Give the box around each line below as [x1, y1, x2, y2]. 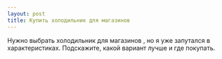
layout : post [7, 10, 46, 18]
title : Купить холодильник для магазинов [7, 17, 131, 24]
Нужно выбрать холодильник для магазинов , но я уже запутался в [7, 36, 211, 44]
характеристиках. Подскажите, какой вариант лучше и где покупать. [7, 44, 216, 52]
